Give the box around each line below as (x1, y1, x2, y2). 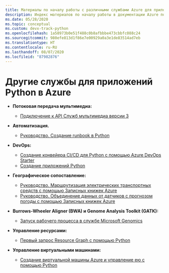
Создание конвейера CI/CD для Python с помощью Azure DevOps (20, 152, 161, 158)
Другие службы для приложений (5, 76, 153, 87)
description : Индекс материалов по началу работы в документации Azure (5, 12, 158, 17)
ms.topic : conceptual (5, 21, 51, 27)
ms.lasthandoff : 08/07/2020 (5, 49, 64, 54)
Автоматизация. (12, 123, 49, 129)
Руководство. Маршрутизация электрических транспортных (20, 182, 151, 188)
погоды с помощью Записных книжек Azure (20, 198, 116, 204)
